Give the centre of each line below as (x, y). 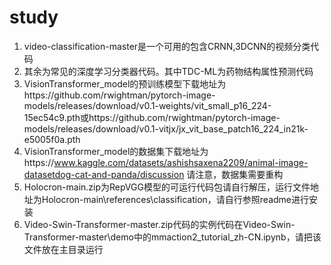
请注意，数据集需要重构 (235, 174)
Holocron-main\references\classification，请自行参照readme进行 (175, 199)
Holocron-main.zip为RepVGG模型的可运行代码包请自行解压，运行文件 (167, 187)
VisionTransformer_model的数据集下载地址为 (116, 151)
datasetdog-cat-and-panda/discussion (104, 174)
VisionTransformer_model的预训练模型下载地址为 (125, 83)
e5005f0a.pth (52, 139)
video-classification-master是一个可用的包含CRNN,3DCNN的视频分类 (167, 46)
